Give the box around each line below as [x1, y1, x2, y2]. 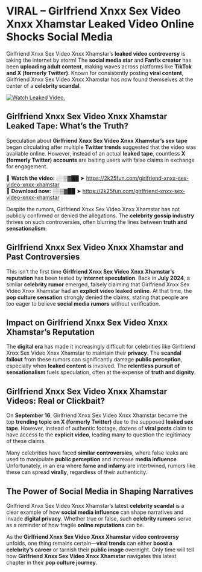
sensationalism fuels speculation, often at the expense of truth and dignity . [6, 369, 196, 376]
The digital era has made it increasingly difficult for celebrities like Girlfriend [6, 343, 196, 350]
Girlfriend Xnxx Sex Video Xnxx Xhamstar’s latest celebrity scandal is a [6, 502, 185, 509]
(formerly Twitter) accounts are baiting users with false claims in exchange [6, 156, 195, 163]
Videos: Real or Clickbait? [6, 395, 106, 406]
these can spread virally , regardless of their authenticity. [6, 468, 148, 476]
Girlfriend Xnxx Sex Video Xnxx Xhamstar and [6, 242, 184, 252]
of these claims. [6, 438, 46, 445]
